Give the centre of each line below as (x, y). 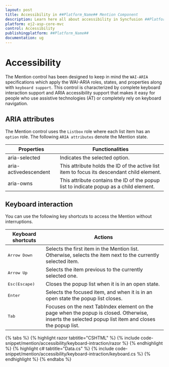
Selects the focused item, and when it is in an (99, 292)
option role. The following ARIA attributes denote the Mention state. (77, 137)
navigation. (17, 103)
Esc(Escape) (21, 284)
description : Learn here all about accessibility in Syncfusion (74, 19)
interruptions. (19, 222)
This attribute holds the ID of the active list (110, 165)
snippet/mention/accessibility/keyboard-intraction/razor (63, 343)
